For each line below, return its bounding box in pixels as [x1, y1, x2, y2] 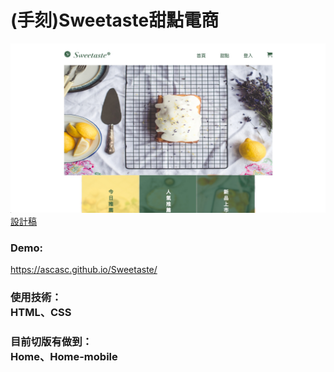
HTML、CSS [10, 305, 72, 319]
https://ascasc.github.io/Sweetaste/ [10, 263, 158, 275]
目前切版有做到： [10, 334, 93, 348]
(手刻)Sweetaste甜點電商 [10, 9, 220, 32]
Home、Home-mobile [10, 349, 118, 363]
